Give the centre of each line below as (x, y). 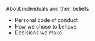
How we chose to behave (45, 26)
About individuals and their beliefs (47, 9)
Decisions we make (38, 33)
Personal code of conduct (46, 20)
